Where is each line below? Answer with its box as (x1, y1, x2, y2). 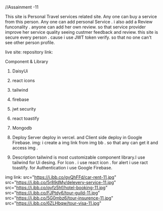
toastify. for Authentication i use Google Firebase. (12, 165, 113, 170)
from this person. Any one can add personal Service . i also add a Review (5, 19, 153, 24)
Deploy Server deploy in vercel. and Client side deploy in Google (12, 135, 142, 140)
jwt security (12, 106, 36, 112)
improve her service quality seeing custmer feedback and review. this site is (5, 29, 158, 35)
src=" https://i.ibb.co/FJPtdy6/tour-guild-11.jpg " (5, 190, 100, 195)
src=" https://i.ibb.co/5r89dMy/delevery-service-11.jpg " (5, 180, 116, 185)
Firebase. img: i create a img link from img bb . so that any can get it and (12, 140, 158, 145)
